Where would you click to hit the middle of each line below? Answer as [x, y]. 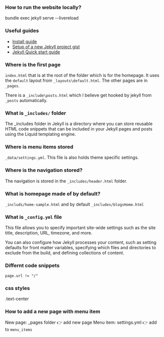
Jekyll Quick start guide [36, 52]
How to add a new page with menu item [53, 311]
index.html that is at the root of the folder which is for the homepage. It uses [82, 75]
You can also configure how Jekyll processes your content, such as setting [81, 242]
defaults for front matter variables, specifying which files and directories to [81, 248]
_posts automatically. [26, 100]
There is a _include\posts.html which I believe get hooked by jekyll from [78, 95]
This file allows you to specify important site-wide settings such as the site [80, 228]
